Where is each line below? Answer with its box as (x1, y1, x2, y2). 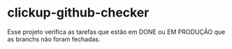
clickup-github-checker (7, 5, 150, 21)
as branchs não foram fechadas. (7, 35, 101, 43)
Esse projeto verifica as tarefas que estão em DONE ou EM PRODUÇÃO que (7, 28, 226, 36)
